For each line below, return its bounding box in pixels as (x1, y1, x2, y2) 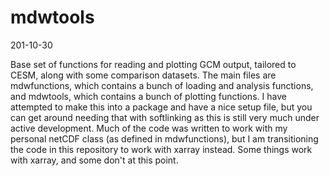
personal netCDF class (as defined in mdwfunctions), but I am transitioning (10, 132, 319, 145)
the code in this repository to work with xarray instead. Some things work (10, 143, 313, 155)
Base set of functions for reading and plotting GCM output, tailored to (10, 58, 297, 70)
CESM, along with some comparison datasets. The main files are (10, 69, 277, 81)
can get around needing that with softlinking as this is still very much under (10, 111, 320, 123)
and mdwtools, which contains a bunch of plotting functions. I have (10, 90, 287, 102)
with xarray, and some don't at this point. (10, 154, 179, 166)
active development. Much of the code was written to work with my (10, 122, 288, 134)
